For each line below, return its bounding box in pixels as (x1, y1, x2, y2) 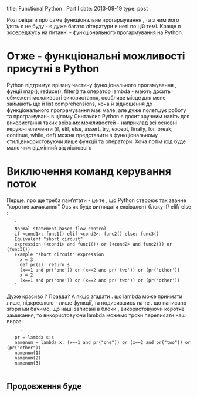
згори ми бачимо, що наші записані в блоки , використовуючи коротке (6, 305, 185, 312)
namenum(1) (14, 350, 42, 356)
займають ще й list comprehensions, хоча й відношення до (6, 100, 153, 107)
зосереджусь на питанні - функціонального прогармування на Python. (6, 29, 184, 36)
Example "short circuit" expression (14, 252, 104, 257)
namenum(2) (14, 355, 42, 361)
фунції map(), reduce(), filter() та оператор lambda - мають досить (6, 88, 171, 95)
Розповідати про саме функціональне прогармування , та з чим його (6, 16, 179, 23)
